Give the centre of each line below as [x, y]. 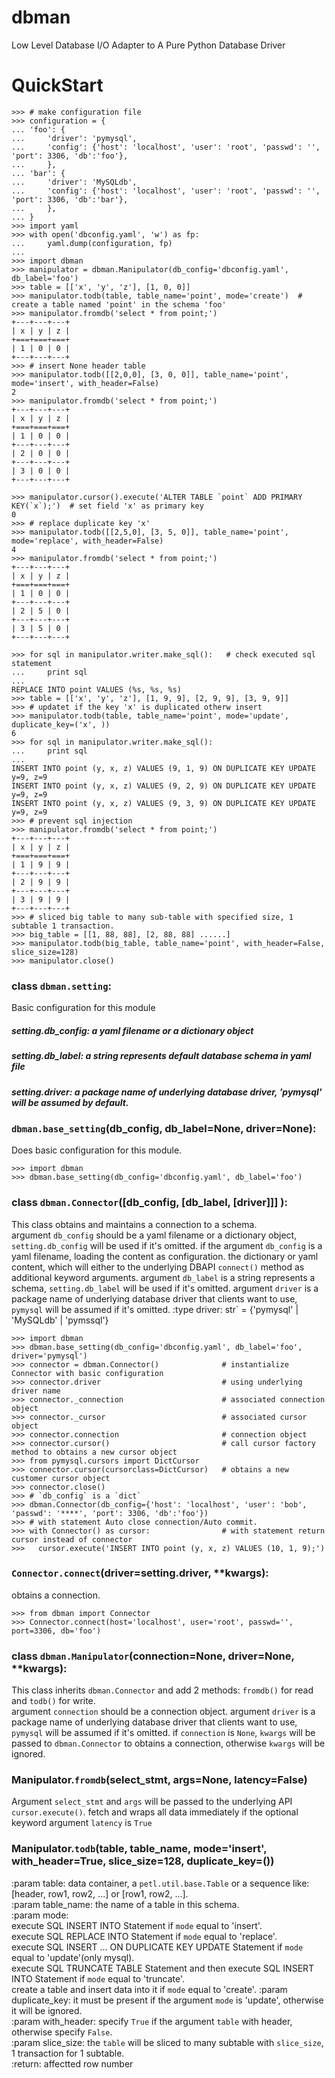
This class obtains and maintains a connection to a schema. [134, 1224]
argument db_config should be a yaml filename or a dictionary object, [154, 1235]
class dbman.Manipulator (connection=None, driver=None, [153, 1656]
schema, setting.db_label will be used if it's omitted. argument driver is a [165, 1288]
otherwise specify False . [62, 2032]
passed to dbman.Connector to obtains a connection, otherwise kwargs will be [168, 1743]
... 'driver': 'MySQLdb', [74, 182]
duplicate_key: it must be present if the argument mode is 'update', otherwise [167, 2000]
